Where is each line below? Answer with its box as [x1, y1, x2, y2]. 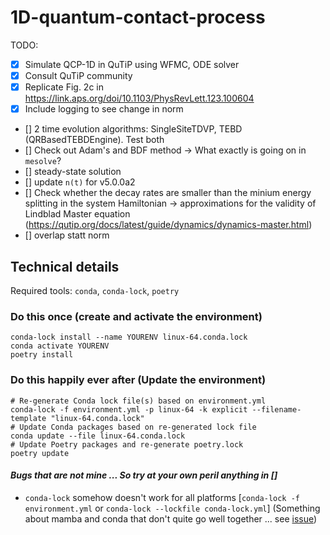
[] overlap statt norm [24, 229, 110, 241]
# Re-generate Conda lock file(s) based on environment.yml [10, 396, 267, 406]
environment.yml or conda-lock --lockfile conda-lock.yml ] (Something [24, 502, 321, 514]
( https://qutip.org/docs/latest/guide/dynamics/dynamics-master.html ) [24, 219, 313, 231]
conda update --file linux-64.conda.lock [10, 431, 186, 441]
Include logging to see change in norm [24, 103, 184, 115]
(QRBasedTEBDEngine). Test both [24, 134, 165, 146]
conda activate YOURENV [10, 341, 110, 351]
